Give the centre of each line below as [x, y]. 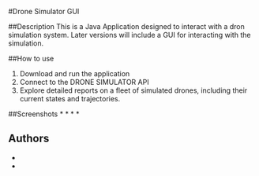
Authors [29, 139]
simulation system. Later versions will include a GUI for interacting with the [129, 35]
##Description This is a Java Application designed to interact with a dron [126, 26]
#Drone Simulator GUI [44, 11]
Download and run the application [75, 73]
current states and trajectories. [70, 99]
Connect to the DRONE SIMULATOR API [84, 82]
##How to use [31, 59]
